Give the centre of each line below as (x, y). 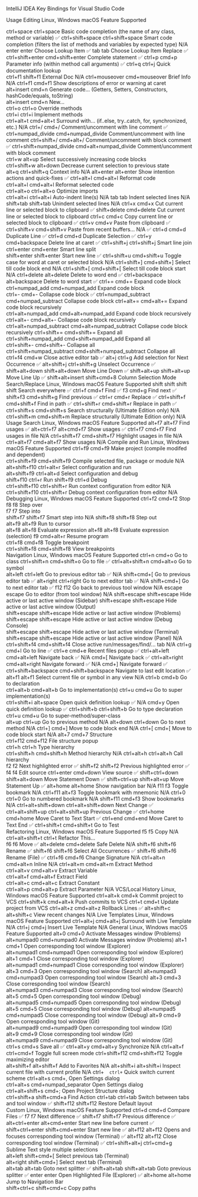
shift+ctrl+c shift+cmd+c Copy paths (51, 1188)
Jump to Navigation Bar (35, 1182)
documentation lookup (33, 71)
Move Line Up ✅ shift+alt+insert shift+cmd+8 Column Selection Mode (91, 377)
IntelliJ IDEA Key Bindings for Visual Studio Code (65, 9)
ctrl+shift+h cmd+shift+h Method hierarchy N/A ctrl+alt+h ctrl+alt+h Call (95, 753)
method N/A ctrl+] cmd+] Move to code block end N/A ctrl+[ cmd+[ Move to (99, 728)
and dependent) (26, 455)
